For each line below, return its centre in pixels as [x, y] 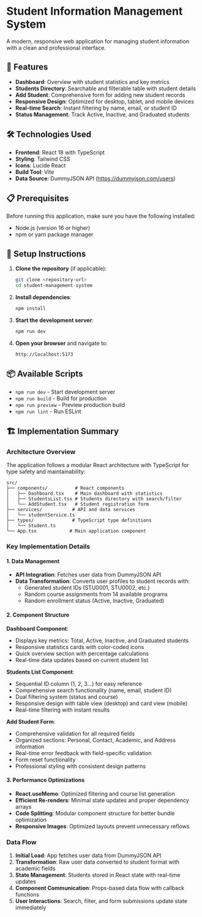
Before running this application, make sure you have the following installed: [101, 216]
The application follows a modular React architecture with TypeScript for [98, 465]
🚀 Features [27, 67]
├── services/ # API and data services [71, 510]
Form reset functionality [45, 759]
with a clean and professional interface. [56, 48]
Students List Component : [40, 672]
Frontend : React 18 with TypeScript [60, 152]
